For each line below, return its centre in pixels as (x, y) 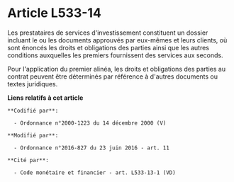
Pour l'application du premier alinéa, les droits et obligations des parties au (116, 69)
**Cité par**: (28, 160)
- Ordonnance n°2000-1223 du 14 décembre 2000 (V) (90, 123)
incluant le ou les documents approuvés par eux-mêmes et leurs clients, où (117, 40)
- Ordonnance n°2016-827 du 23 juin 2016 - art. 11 (92, 148)
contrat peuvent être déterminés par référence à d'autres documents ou (113, 76)
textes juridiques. (33, 84)
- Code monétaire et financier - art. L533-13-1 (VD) (95, 172)
